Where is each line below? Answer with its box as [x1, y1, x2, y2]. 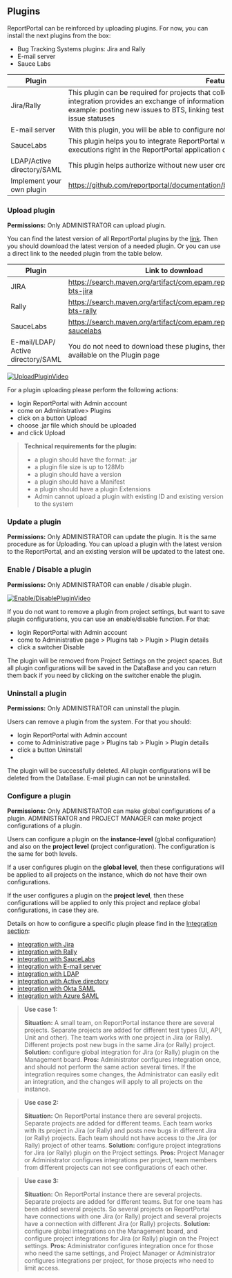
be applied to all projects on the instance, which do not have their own [7, 870, 207, 879]
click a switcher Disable [17, 642, 85, 651]
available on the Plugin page [68, 350, 160, 360]
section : [7, 927, 30, 935]
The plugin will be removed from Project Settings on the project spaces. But [7, 656, 223, 665]
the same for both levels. [7, 850, 78, 858]
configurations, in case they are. [7, 906, 99, 914]
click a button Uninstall [17, 746, 83, 754]
